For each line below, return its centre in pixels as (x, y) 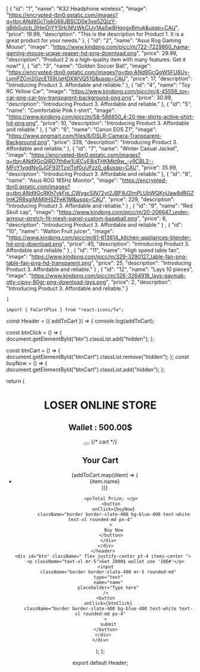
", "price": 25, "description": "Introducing (141, 263)
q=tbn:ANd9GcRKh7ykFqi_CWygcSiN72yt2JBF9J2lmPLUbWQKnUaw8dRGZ (100, 193)
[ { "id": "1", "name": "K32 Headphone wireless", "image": (77, 9)
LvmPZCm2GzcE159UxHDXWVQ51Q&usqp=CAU (66, 78)
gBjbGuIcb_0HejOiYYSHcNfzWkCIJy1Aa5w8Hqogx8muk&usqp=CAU (91, 28)
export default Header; (100, 662)
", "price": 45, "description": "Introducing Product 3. (126, 244)
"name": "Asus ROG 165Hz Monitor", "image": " (64, 180)
